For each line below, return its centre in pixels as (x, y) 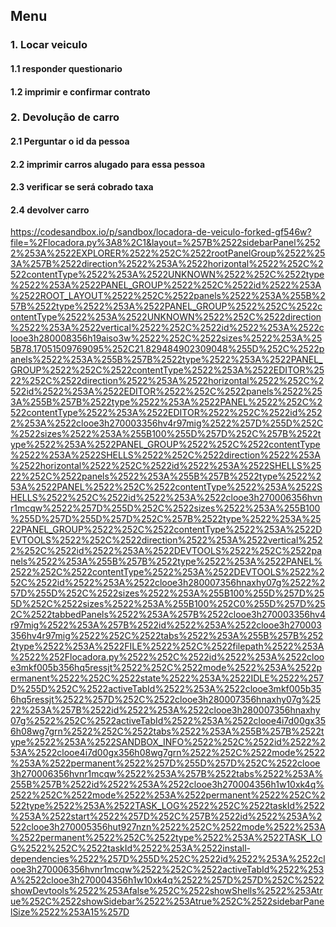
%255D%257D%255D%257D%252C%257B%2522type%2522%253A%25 (166, 519)
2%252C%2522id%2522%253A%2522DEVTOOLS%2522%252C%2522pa (166, 551)
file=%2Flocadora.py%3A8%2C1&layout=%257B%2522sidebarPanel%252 (165, 243)
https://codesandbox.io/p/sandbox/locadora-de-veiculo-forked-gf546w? (161, 232)
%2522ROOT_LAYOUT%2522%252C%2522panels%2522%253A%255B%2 (168, 296)
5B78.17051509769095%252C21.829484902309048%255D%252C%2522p (167, 349)
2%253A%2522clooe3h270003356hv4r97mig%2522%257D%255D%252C (167, 423)
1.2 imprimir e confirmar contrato (80, 91)
